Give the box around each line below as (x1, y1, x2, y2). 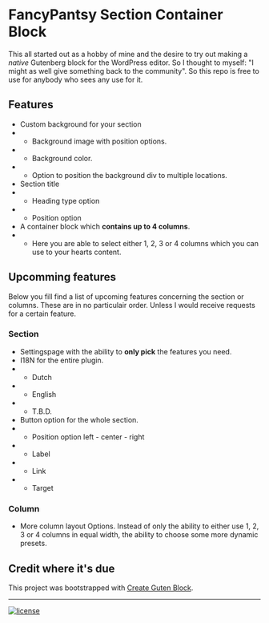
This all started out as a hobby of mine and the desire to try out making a (8, 49, 248, 59)
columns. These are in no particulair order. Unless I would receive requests (8, 300, 256, 309)
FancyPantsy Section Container (8, 6, 223, 24)
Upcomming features (8, 270, 117, 284)
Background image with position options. (31, 136, 167, 146)
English (31, 389, 57, 398)
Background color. (31, 153, 93, 163)
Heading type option (31, 196, 100, 205)
